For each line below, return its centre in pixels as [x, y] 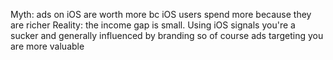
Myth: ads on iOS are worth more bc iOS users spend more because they [161, 14]
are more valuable [47, 46]
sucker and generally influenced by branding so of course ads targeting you [167, 35]
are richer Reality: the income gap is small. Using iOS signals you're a [153, 25]
